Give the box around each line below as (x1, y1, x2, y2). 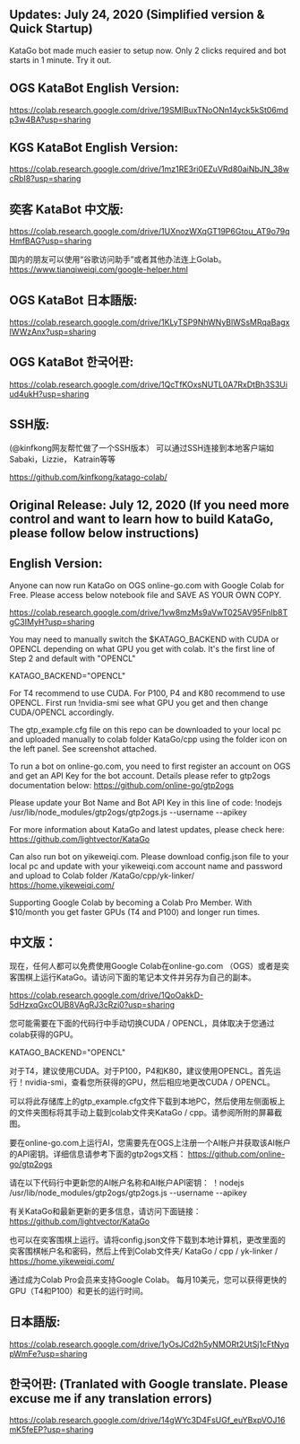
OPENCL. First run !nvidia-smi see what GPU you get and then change (9, 697, 269, 708)
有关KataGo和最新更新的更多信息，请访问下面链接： (9, 1205, 201, 1216)
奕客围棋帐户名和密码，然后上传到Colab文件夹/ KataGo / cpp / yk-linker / (9, 1246, 279, 1256)
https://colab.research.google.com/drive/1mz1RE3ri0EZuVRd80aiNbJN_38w (9, 163, 289, 174)
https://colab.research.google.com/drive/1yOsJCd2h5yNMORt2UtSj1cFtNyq (9, 1338, 289, 1350)
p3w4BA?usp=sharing (9, 114, 91, 125)
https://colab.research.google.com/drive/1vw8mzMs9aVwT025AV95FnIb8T (9, 606, 288, 618)
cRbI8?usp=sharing (9, 173, 81, 184)
